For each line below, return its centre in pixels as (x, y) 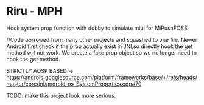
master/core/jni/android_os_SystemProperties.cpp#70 (74, 84)
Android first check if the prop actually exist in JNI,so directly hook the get (100, 46)
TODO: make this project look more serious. (61, 95)
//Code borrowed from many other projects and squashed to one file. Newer (102, 39)
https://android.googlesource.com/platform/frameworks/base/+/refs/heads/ (102, 77)
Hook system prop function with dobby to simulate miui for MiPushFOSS (97, 28)
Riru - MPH (34, 11)
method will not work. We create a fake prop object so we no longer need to (101, 52)
